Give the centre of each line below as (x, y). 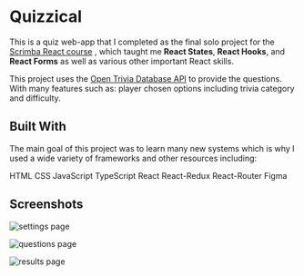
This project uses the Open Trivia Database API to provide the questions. (146, 78)
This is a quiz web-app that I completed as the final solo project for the (142, 42)
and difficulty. (35, 98)
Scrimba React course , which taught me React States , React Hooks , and (147, 51)
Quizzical (46, 17)
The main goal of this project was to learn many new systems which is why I (152, 148)
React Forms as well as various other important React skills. (122, 61)
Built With (38, 127)
